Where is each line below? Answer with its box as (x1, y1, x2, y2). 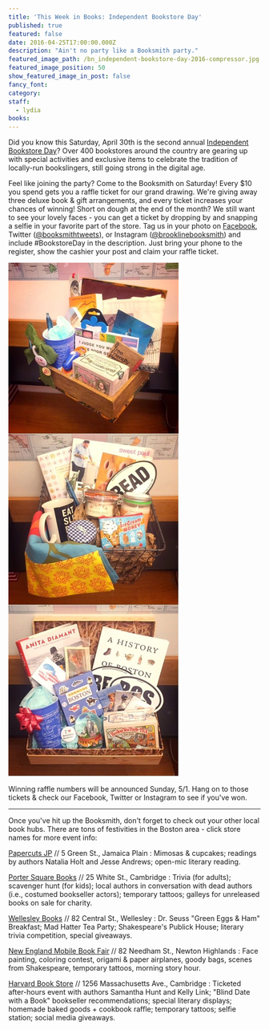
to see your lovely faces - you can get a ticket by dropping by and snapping (8, 213, 258, 222)
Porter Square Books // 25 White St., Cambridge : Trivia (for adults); (8, 873, 231, 882)
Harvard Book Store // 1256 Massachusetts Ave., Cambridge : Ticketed (8, 979, 242, 988)
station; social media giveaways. (8, 1013, 116, 1023)
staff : (8, 97, 30, 106)
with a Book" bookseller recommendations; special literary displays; (8, 996, 232, 1006)
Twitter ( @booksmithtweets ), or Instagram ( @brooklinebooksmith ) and (8, 229, 242, 240)
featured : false (8, 30, 62, 38)
